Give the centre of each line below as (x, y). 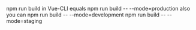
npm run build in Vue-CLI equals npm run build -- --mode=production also (98, 9)
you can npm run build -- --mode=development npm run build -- (86, 15)
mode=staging (24, 21)
